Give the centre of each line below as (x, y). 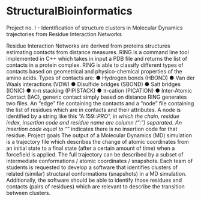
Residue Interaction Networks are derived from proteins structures (88, 46)
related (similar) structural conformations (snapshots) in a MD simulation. (97, 173)
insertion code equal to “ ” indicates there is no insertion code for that (92, 129)
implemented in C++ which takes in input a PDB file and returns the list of (97, 58)
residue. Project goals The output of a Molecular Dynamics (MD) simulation (99, 135)
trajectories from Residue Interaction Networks (64, 34)
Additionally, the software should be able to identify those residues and (94, 180)
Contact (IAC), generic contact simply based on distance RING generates (97, 97)
